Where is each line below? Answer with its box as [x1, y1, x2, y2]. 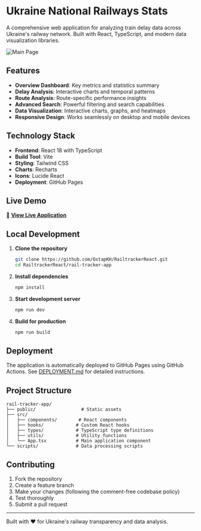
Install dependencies [14, 272, 69, 280]
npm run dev [14, 307, 45, 312]
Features [6, 66, 40, 76]
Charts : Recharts [14, 166, 58, 173]
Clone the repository [14, 245, 68, 252]
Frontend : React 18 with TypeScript [14, 147, 103, 154]
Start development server [14, 295, 81, 302]
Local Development [6, 229, 80, 239]
